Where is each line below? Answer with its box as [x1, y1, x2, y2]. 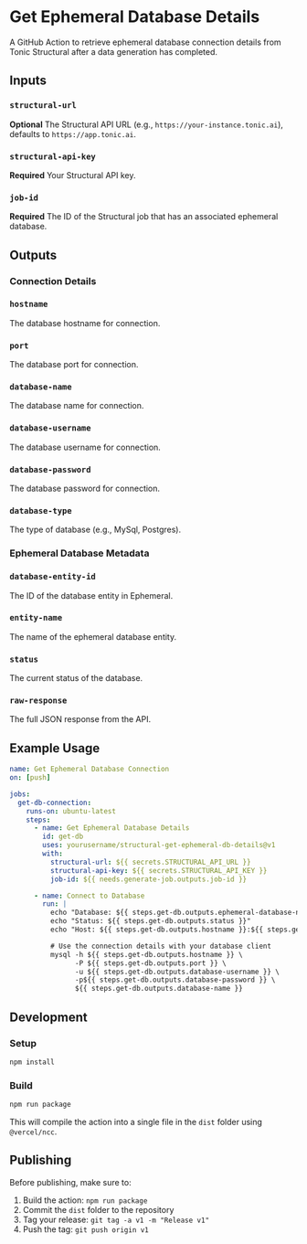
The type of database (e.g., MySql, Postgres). [9, 524, 181, 536]
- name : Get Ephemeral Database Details [33, 824, 190, 833]
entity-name [9, 612, 63, 623]
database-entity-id [9, 571, 96, 582]
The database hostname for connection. [9, 317, 161, 328]
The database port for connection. [9, 359, 139, 370]
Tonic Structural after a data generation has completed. [9, 46, 217, 57]
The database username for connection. [9, 441, 162, 452]
